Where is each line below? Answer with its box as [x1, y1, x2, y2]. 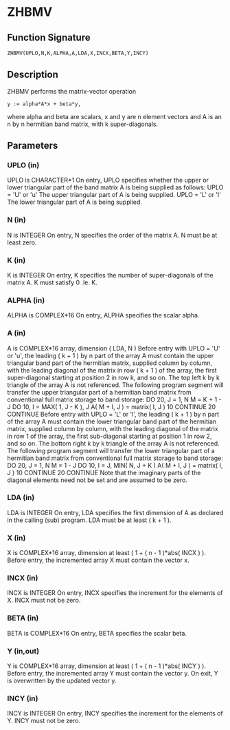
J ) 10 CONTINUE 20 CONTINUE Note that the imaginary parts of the [7, 468, 201, 477]
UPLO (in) [7, 160, 40, 169]
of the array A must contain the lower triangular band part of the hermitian [7, 417, 217, 426]
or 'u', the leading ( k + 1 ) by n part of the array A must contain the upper [7, 351, 214, 359]
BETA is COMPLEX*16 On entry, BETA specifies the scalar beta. [7, 629, 187, 637]
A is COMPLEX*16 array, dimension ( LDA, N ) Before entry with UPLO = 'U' [7, 344, 220, 352]
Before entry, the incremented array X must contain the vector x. [7, 556, 190, 565]
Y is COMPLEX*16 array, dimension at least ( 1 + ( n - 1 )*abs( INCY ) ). [7, 662, 206, 670]
